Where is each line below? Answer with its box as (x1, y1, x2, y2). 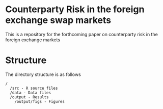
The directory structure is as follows (5, 71, 81, 77)
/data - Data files (10, 90, 51, 95)
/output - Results (10, 94, 49, 100)
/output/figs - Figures (14, 99, 65, 104)
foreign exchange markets (5, 37, 60, 43)
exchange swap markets (5, 14, 112, 26)
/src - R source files (10, 86, 58, 91)
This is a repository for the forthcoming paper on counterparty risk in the (5, 31, 158, 37)
